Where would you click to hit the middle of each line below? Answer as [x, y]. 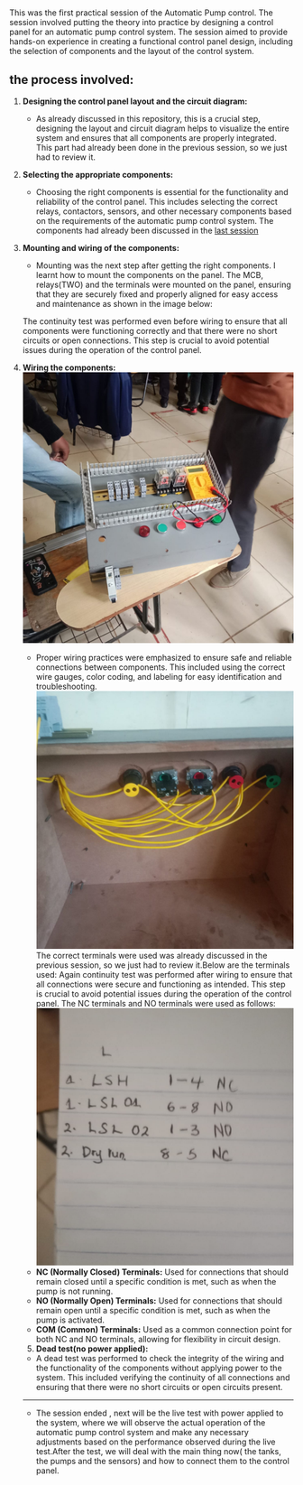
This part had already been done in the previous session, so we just [161, 148]
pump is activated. [70, 1320]
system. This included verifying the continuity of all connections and [163, 1378]
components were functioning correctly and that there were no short [150, 331]
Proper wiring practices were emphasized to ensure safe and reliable [164, 658]
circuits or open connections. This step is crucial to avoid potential [146, 340]
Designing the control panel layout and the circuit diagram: [135, 101]
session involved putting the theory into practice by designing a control [142, 23]
